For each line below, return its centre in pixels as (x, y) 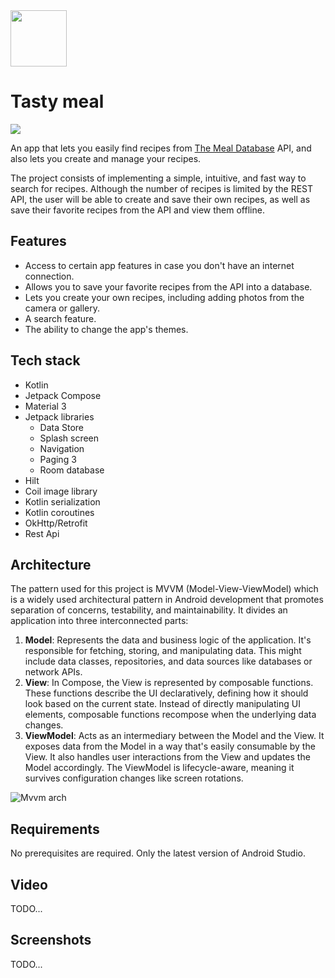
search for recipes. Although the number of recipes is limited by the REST (162, 188)
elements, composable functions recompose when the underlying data (170, 715)
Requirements (55, 829)
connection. (49, 276)
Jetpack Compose (63, 395)
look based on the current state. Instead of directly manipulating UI (162, 704)
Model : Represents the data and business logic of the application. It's (168, 640)
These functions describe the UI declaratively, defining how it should (166, 693)
